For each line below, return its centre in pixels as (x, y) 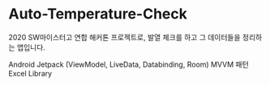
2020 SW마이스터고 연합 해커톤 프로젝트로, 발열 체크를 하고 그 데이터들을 (124, 37)
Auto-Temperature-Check (98, 14)
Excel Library (30, 73)
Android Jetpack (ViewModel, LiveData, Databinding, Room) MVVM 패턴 (129, 64)
